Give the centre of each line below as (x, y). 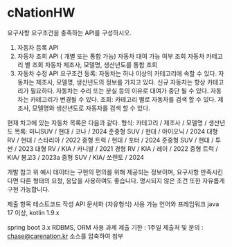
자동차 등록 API (38, 47)
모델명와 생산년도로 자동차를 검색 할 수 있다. (91, 108)
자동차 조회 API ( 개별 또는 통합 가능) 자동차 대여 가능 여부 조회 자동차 (111, 56)
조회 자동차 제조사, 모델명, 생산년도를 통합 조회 (95, 64)
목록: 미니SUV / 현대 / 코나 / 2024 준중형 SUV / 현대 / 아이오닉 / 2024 (110, 131)
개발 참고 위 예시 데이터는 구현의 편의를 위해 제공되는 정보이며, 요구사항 (103, 172)
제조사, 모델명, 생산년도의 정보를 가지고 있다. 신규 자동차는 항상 (121, 82)
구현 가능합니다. (29, 189)
